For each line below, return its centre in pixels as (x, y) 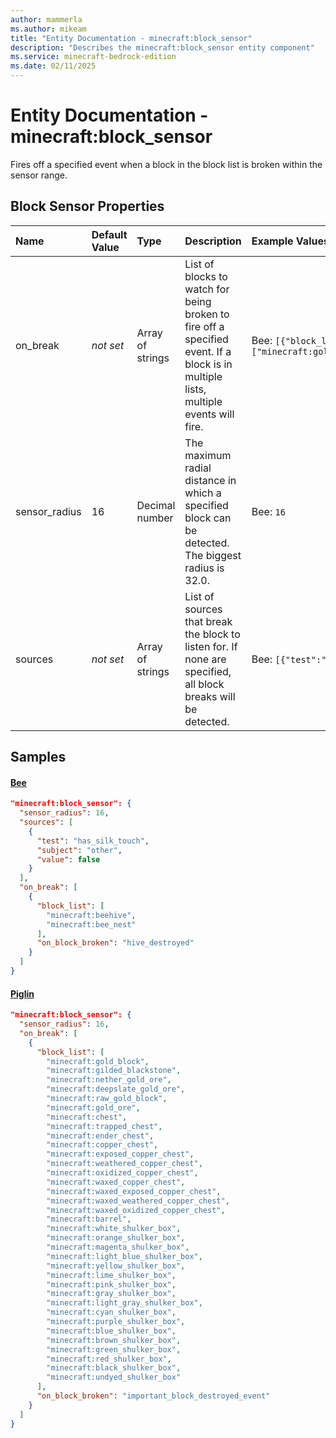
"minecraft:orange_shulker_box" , (116, 1238)
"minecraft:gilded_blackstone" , (114, 1071)
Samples (38, 757)
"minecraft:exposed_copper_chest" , (120, 1154)
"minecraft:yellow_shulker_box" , (116, 1266)
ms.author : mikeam (48, 29)
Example (272, 241)
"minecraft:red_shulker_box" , (109, 1359)
